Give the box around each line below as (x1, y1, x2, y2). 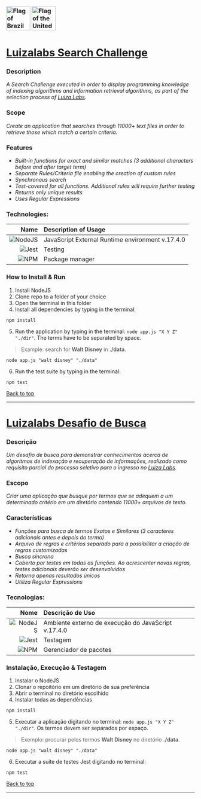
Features (6, 144, 33, 152)
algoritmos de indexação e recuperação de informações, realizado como (6, 458, 187, 465)
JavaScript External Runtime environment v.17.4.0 (44, 236, 185, 244)
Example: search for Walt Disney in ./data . (20, 346, 127, 353)
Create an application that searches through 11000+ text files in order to (6, 122, 184, 129)
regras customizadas (14, 546, 68, 553)
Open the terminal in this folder (14, 299, 92, 306)
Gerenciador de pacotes (43, 645, 112, 654)
